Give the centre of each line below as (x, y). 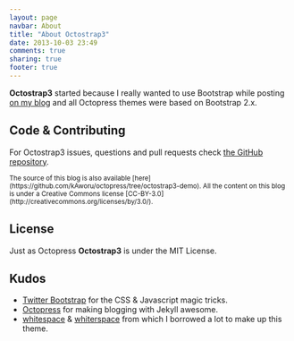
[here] (142, 178)
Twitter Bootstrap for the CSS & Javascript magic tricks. (125, 300)
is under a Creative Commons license (67, 193)
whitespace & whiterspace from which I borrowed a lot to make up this (152, 320)
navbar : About (36, 26)
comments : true (38, 51)
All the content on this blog (244, 186)
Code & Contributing (67, 131)
